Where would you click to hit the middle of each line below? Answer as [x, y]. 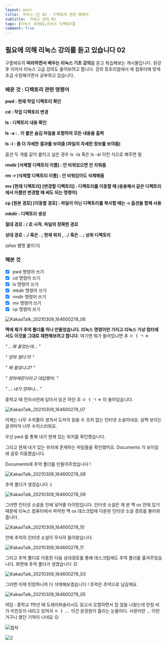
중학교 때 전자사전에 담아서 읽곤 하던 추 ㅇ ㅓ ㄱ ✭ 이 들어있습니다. [69, 399]
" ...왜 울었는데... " [23, 346]
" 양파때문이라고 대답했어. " [32, 378]
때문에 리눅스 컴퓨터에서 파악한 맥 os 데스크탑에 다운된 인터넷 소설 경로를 [76, 511]
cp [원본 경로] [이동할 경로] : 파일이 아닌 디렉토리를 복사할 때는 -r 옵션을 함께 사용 [83, 203]
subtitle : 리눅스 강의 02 [31, 19]
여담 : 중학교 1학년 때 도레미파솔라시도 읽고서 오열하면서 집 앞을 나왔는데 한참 [80, 605]
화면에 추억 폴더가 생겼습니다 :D [47, 564]
